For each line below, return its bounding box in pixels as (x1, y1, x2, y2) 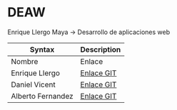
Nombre (11, 56, 39, 66)
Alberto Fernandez (11, 91, 74, 101)
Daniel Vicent (11, 79, 56, 89)
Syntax (29, 44, 55, 54)
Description (80, 44, 121, 54)
